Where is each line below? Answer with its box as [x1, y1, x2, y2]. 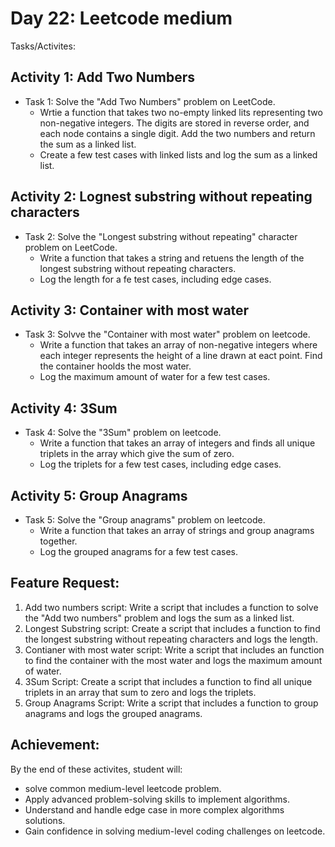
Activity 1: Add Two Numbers [10, 69, 196, 86]
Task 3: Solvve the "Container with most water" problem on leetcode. [24, 328, 311, 341]
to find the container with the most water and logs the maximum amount [24, 654, 323, 666]
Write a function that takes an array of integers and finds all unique [39, 437, 316, 449]
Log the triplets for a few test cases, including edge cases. [39, 458, 282, 471]
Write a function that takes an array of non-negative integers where [39, 339, 318, 351]
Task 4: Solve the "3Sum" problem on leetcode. [24, 427, 222, 439]
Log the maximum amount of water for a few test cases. [39, 371, 271, 383]
